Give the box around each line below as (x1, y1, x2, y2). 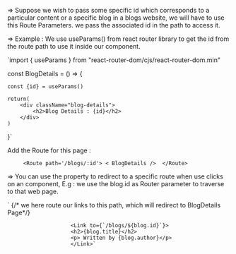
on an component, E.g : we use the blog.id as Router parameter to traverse (7, 180, 225, 188)
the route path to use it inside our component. (7, 42, 141, 50)
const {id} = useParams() (7, 83, 83, 90)
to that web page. (7, 187, 59, 195)
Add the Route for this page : (7, 146, 91, 155)
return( (7, 95, 30, 102)
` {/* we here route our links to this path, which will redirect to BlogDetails (7, 201, 221, 209)
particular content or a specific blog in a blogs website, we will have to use (7, 13, 225, 22)
